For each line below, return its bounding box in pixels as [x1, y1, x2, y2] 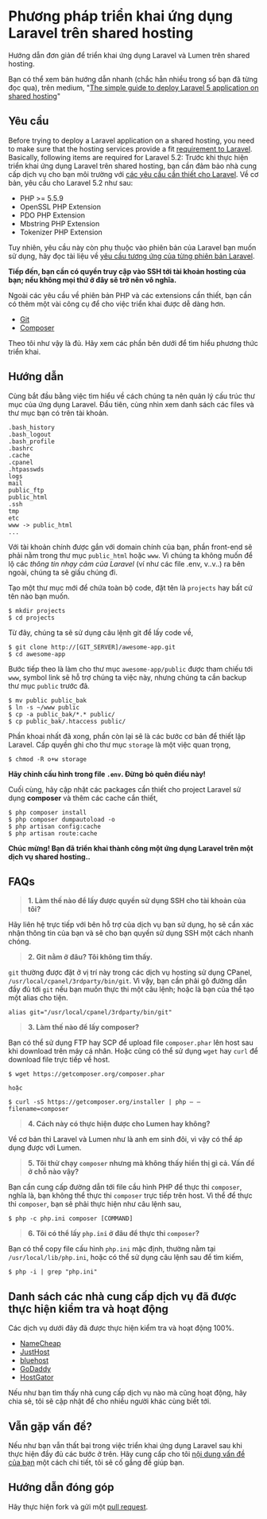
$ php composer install [8, 808, 87, 816]
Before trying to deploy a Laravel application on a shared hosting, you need [8, 135, 254, 145]
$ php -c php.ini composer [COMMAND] [8, 1215, 133, 1223]
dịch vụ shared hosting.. [8, 852, 91, 862]
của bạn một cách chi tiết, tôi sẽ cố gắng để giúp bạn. [8, 1458, 185, 1467]
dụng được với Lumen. [8, 1143, 82, 1152]
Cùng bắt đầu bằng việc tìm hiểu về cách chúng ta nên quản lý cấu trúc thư [8, 391, 256, 401]
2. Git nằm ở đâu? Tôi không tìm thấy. [27, 952, 153, 962]
